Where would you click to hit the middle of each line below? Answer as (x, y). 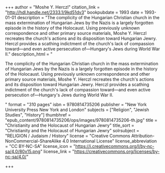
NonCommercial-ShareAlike (33, 141)
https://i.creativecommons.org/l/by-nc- (115, 146)
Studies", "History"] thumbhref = (38, 115)
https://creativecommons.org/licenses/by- (117, 151)
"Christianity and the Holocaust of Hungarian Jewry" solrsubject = (72, 130)
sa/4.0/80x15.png (23, 151)
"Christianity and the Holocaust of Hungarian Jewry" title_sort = (70, 125)
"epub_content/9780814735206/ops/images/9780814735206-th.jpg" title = (81, 120)
